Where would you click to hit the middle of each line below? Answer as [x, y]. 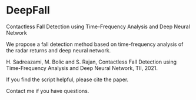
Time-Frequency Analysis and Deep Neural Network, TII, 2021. [82, 68]
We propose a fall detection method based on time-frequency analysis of [95, 44]
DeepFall [28, 10]
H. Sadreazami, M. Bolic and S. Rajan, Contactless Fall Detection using [92, 62]
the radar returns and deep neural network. [59, 50]
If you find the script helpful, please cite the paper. [67, 79]
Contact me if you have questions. [48, 91]
